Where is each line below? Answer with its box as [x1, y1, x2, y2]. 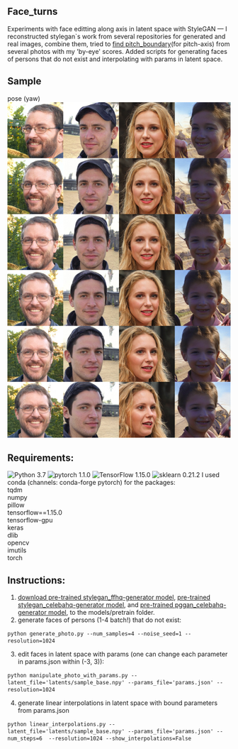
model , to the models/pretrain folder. [48, 608, 155, 616]
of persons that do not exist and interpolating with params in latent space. [7, 55, 223, 63]
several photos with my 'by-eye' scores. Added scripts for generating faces [7, 47, 228, 55]
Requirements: [7, 452, 74, 464]
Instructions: [7, 574, 66, 586]
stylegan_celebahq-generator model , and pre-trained [17, 600, 174, 609]
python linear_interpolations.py [7, 721, 106, 728]
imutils [7, 546, 27, 554]
